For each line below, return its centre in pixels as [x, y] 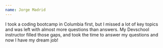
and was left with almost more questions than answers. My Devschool [77, 29]
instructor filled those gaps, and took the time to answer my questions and [82, 34]
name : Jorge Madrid [25, 10]
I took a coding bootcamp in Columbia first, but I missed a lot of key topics [82, 24]
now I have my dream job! [32, 40]
